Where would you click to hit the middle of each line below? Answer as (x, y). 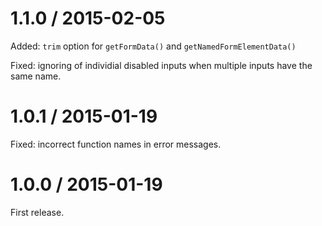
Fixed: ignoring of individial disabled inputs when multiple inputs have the (161, 65)
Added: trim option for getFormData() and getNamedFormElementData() (153, 46)
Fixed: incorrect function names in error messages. (116, 144)
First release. (37, 212)
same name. (36, 76)
